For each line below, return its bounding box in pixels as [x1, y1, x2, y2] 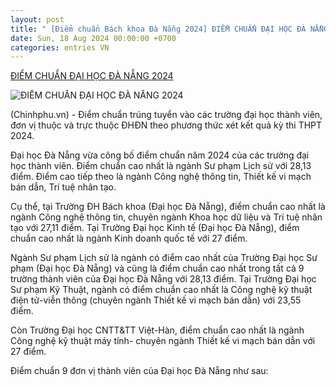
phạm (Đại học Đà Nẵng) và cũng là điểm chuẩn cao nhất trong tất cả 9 [10, 262, 305, 275]
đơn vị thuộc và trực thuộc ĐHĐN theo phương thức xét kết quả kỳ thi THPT [10, 119, 323, 131]
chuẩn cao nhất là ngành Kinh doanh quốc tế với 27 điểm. [10, 232, 248, 245]
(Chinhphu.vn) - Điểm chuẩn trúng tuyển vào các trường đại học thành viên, [10, 109, 323, 121]
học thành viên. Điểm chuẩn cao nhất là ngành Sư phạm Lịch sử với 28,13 [10, 160, 312, 172]
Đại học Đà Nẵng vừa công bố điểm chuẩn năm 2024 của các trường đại [10, 149, 310, 161]
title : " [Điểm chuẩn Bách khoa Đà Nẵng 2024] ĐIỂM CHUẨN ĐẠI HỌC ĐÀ [10, 24, 307, 34]
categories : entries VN [10, 42, 110, 53]
